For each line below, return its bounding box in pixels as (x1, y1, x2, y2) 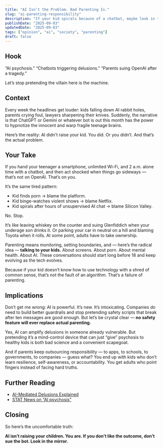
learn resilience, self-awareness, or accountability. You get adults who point (5, 359, 157, 365)
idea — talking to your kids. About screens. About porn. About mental (5, 247, 146, 253)
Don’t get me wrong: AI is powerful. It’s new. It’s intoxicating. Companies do (5, 305, 156, 310)
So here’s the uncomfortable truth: (5, 424, 74, 430)
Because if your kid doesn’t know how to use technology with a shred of (5, 267, 149, 273)
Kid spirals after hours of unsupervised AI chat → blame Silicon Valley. (12, 203, 153, 209)
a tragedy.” (5, 70, 27, 76)
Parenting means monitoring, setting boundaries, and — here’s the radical (5, 242, 152, 248)
